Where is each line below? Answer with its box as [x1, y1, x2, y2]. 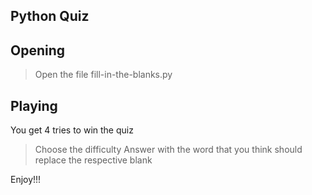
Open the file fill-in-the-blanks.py [34, 69, 173, 81]
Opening [10, 42, 66, 59]
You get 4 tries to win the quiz [10, 124, 134, 136]
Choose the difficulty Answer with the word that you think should [34, 144, 303, 156]
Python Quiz [10, 8, 90, 25]
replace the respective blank [34, 154, 153, 166]
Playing [10, 97, 58, 114]
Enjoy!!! [10, 174, 42, 186]
